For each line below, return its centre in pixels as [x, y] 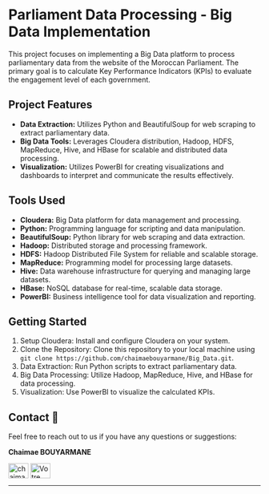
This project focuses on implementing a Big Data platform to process [122, 54]
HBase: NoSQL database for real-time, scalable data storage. [121, 288]
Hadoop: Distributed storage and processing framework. [114, 245]
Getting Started [48, 321]
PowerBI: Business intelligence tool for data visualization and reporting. [138, 296]
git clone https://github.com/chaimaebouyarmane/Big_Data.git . [127, 358]
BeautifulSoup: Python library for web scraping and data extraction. [132, 237]
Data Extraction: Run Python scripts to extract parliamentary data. [128, 366]
